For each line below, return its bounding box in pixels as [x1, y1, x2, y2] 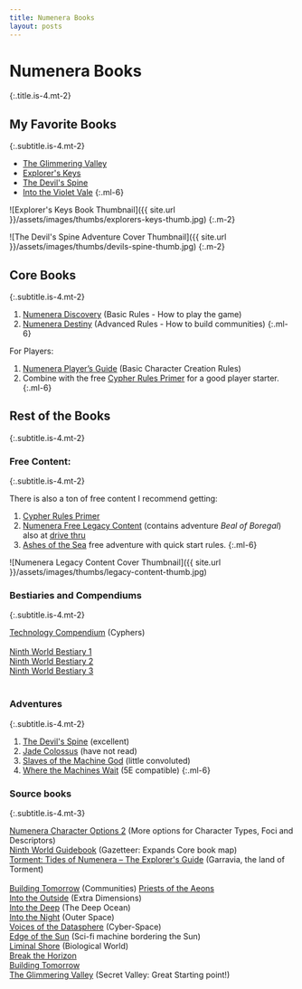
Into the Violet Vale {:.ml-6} [22, 187, 125, 198]
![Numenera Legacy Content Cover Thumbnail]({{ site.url [9, 557, 222, 568]
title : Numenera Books [9, 13, 95, 23]
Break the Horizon [9, 950, 77, 961]
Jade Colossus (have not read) [22, 745, 137, 756]
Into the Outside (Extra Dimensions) [9, 892, 142, 904]
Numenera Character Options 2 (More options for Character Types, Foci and [9, 825, 294, 836]
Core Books [9, 268, 77, 283]
